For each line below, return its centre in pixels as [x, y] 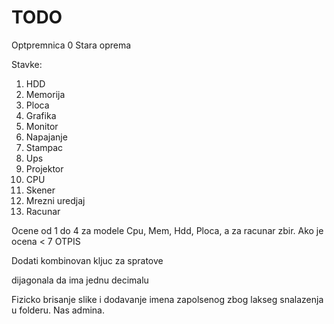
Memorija [45, 94]
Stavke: [27, 64]
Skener [40, 190]
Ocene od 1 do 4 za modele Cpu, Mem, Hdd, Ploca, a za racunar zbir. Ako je [167, 230]
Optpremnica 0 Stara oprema [71, 45]
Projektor [44, 168]
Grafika [41, 115]
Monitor [42, 126]
